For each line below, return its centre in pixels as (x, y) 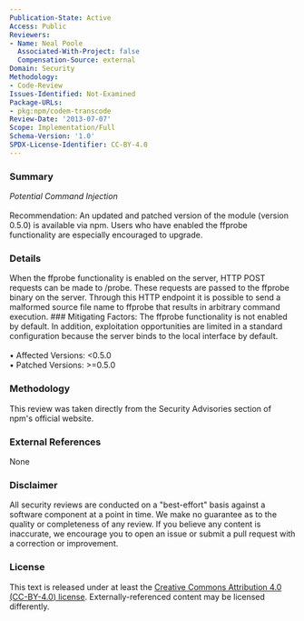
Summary (32, 176)
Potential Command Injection (64, 196)
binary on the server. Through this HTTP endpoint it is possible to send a (145, 297)
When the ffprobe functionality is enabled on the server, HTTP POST (137, 278)
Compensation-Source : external (77, 60)
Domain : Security (42, 69)
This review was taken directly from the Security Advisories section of (141, 408)
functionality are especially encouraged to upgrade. (106, 235)
